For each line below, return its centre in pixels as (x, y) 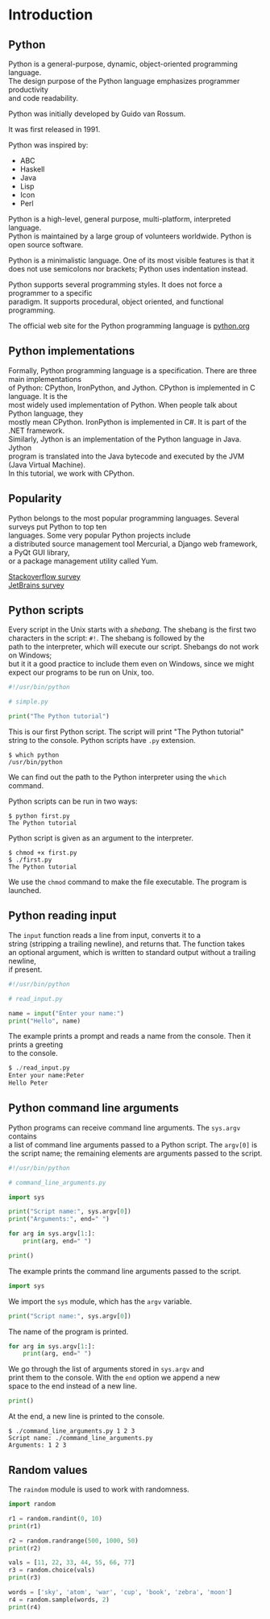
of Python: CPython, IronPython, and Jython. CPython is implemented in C (132, 388)
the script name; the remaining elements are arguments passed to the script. (135, 1153)
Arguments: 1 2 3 (37, 1445)
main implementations (45, 379)
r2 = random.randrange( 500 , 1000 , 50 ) (73, 1541)
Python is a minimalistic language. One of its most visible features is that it (132, 260)
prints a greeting (35, 1044)
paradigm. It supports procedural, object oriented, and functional (116, 301)
